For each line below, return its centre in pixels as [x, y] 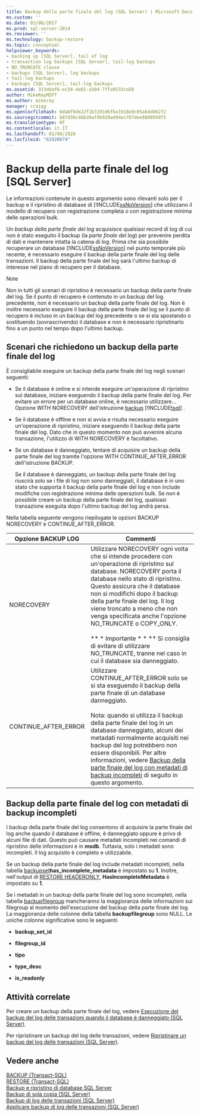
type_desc [28, 967]
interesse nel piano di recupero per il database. [64, 267]
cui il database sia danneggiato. [135, 661]
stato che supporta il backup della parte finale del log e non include [97, 487]
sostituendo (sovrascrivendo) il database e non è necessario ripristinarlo [95, 322]
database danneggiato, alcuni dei [137, 730]
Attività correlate [38, 997]
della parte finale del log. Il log [132, 601]
